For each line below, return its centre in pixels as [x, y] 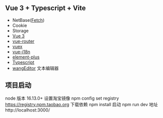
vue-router [23, 41]
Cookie [20, 25]
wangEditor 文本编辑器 [35, 68]
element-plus [26, 57]
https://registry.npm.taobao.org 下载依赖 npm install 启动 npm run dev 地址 [81, 104]
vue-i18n [21, 52]
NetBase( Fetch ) [28, 20]
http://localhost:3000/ [28, 110]
